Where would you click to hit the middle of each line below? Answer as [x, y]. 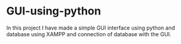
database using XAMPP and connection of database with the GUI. [89, 34]
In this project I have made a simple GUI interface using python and [91, 28]
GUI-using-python [54, 11]
